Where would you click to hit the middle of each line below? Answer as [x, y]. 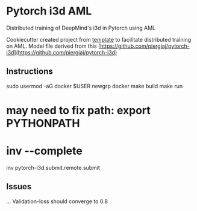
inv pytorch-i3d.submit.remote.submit [53, 167]
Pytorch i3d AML [49, 11]
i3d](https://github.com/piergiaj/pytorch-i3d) [62, 52]
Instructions [30, 72]
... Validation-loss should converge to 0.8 [57, 201]
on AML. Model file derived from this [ [53, 46]
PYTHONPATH [43, 123]
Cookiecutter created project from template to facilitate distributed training [99, 39]
